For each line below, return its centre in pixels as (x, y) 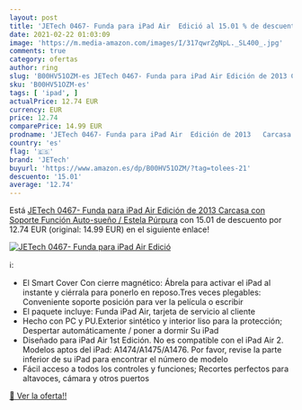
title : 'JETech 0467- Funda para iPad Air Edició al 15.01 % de (134, 26)
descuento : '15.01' (46, 176)
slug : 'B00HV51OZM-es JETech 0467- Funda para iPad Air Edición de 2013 (148, 76)
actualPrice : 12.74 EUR (54, 101)
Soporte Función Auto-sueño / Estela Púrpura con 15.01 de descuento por (146, 220)
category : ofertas (44, 59)
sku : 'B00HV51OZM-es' (50, 85)
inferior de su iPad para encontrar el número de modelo (125, 360)
